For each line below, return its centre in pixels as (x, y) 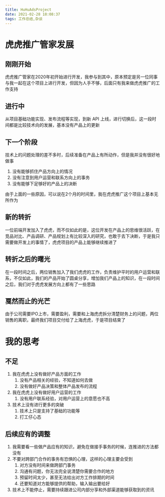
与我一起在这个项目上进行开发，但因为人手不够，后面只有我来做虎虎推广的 (80, 83)
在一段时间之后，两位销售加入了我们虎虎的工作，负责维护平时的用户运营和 (80, 272)
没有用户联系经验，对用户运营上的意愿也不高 (65, 399)
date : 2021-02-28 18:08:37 (33, 14)
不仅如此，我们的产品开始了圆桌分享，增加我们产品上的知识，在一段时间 (87, 278)
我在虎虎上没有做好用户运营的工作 (47, 392)
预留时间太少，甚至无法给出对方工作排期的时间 (67, 477)
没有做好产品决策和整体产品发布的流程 (58, 387)
